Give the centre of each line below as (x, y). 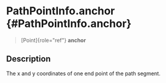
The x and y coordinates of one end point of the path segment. (83, 73)
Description (28, 59)
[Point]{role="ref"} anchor (53, 40)
